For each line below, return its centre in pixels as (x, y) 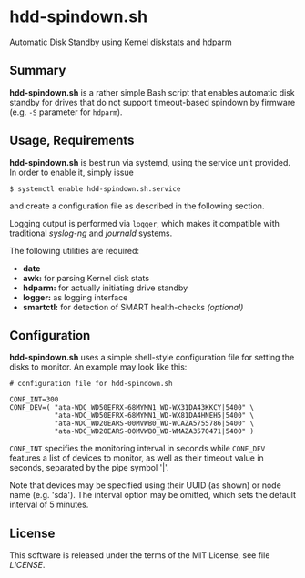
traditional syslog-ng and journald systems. (91, 233)
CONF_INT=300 (34, 400)
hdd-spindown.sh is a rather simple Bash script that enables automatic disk (152, 92)
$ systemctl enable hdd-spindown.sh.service (95, 188)
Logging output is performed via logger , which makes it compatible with (145, 223)
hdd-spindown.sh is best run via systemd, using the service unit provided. (150, 162)
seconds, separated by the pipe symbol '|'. (89, 468)
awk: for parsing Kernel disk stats (86, 278)
